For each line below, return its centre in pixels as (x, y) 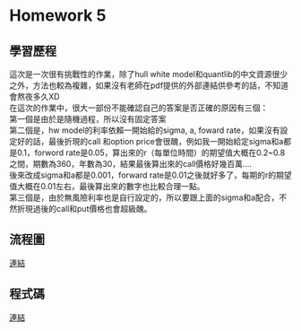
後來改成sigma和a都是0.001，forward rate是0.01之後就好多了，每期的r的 (142, 175)
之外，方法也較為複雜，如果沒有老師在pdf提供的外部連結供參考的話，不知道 (149, 85)
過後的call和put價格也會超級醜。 (92, 209)
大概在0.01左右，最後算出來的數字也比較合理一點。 (111, 186)
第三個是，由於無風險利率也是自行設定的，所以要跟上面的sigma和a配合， (144, 197)
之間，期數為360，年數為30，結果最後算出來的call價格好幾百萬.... (131, 164)
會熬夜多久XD (34, 96)
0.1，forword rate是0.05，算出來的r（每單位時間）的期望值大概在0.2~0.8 (151, 152)
